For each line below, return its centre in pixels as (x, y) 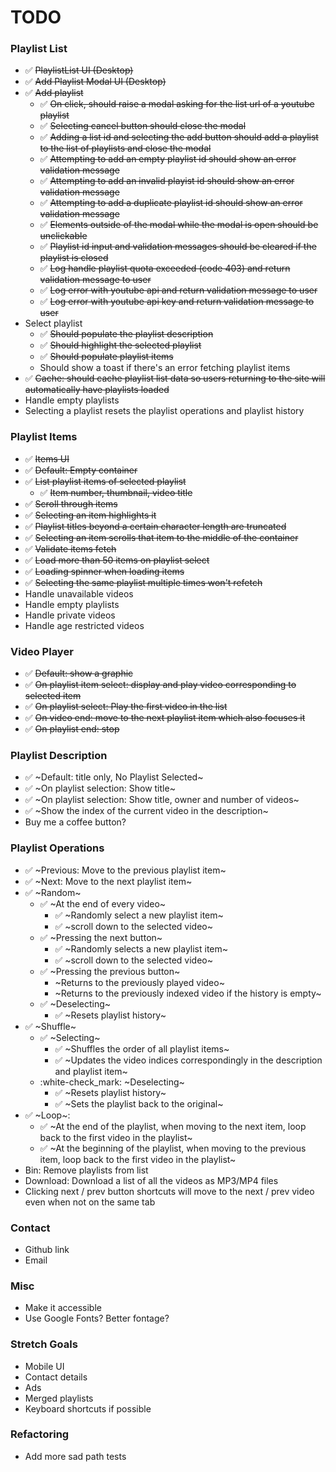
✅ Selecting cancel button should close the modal (143, 126)
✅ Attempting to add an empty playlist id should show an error (168, 159)
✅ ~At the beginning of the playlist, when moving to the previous (173, 1148)
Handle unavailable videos (79, 593)
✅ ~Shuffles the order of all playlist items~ (142, 1048)
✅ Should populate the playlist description (126, 334)
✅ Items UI (47, 458)
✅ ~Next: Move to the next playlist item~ (108, 881)
